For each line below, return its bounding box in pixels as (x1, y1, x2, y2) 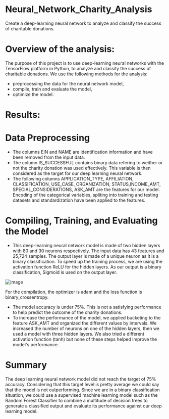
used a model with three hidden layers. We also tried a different (12, 331, 145, 337)
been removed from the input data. (12, 154, 85, 160)
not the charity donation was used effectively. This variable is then (12, 165, 151, 171)
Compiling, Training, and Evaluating (5, 215, 158, 226)
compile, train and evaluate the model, (12, 86, 92, 92)
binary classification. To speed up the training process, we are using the (12, 258, 163, 264)
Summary (5, 359, 47, 371)
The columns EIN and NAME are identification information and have (12, 149, 153, 155)
